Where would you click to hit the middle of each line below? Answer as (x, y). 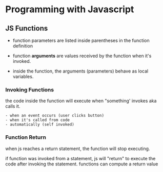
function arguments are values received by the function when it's (82, 56)
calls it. (13, 106)
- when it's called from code (38, 120)
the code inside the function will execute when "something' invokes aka (81, 101)
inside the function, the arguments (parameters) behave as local (80, 71)
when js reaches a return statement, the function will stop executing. (78, 149)
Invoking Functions (30, 89)
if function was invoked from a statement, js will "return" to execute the (80, 158)
